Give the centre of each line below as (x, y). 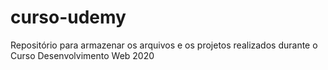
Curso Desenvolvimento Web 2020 (82, 55)
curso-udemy (68, 17)
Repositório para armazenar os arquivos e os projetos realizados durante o (164, 45)
